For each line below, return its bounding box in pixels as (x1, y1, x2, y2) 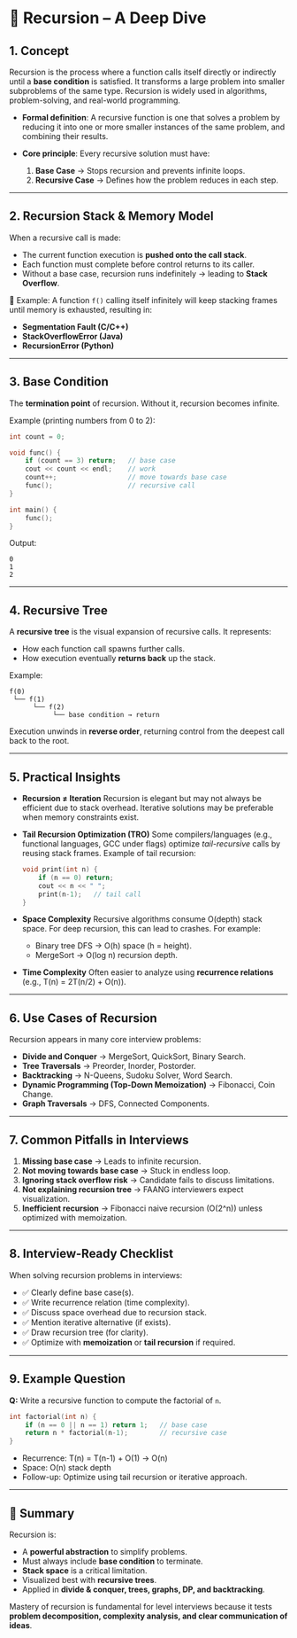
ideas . (9, 1619, 33, 1630)
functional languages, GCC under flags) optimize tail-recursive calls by (21, 838, 281, 849)
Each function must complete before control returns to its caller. (21, 259, 255, 269)
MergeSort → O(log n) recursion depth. (34, 950, 179, 961)
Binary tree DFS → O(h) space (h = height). (34, 940, 193, 951)
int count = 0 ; (9, 432, 65, 441)
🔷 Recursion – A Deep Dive (9, 8, 207, 28)
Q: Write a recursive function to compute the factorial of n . (9, 1395, 222, 1406)
